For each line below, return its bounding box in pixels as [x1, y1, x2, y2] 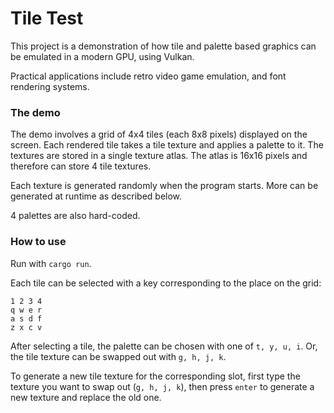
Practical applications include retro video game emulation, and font [10, 70, 287, 82]
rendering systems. [10, 80, 90, 92]
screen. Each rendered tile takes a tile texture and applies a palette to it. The [10, 139, 324, 151]
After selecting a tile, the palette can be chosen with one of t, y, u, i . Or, [10, 340, 318, 352]
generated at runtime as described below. [10, 190, 183, 202]
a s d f [10, 313, 43, 324]
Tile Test [10, 7, 84, 30]
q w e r [10, 305, 43, 315]
